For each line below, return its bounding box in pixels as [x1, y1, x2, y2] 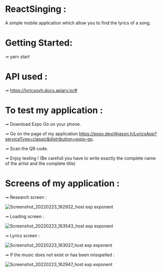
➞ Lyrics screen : [5, 232, 40, 238]
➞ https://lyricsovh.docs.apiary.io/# [5, 87, 78, 93]
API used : [5, 71, 48, 82]
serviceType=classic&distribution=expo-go [5, 136, 93, 142]
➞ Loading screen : [5, 213, 44, 219]
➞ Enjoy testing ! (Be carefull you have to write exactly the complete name [5, 155, 156, 161]
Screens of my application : [5, 177, 120, 189]
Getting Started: [5, 37, 73, 49]
